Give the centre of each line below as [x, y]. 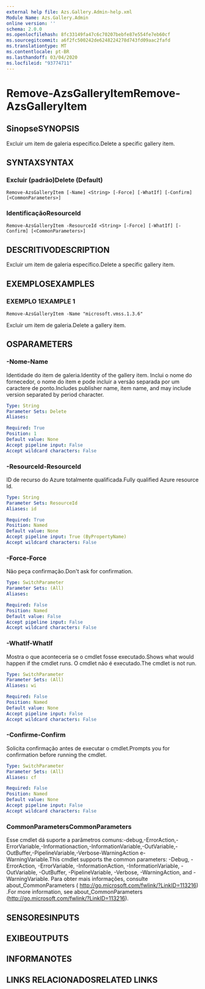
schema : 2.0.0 [24, 29]
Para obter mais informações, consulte [99, 879]
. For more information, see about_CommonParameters [74, 892]
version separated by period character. [55, 394]
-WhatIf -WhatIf [30, 643]
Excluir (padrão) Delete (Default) [55, 179]
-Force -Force [27, 558]
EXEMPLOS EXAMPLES [50, 284]
